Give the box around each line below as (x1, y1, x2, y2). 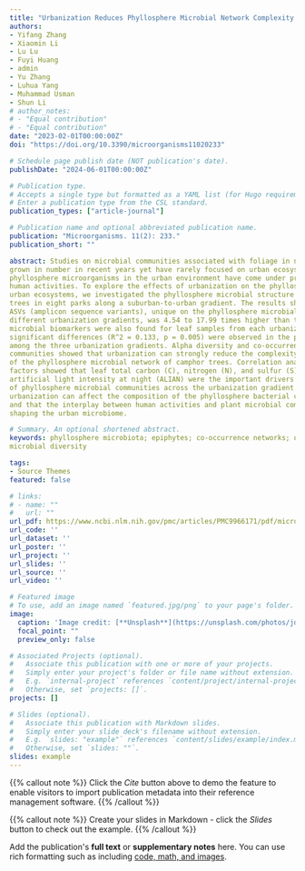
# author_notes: (9, 106, 71, 115)
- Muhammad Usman (9, 89, 75, 98)
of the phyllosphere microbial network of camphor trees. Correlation (9, 358, 282, 367)
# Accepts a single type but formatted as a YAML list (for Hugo (9, 190, 261, 199)
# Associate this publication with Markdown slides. (9, 718, 221, 727)
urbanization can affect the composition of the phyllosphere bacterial (9, 392, 290, 401)
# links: (9, 492, 43, 501)
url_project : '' (9, 551, 71, 560)
